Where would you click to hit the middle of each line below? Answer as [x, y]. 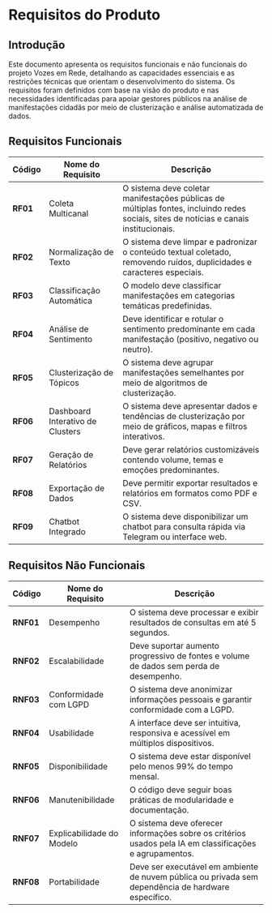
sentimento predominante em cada [189, 328]
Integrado [68, 531]
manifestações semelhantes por [183, 372]
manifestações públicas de [174, 198]
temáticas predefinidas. [167, 306]
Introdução [37, 45]
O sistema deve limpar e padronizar [190, 242]
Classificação [75, 290]
